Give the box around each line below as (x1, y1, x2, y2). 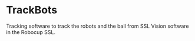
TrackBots (6, 3, 58, 17)
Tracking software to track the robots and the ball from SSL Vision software (6, 23, 189, 29)
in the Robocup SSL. (6, 28, 56, 35)
